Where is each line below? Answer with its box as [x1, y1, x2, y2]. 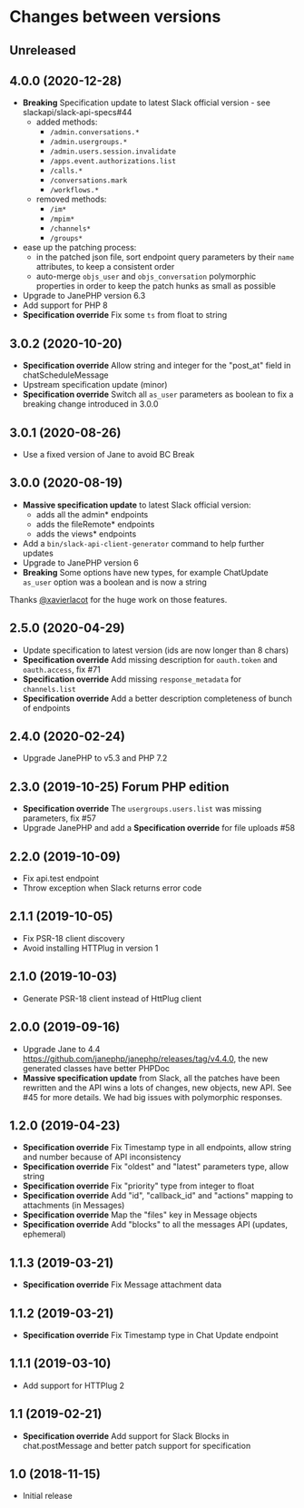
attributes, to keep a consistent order [35, 261, 175, 272]
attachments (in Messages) [22, 1200, 125, 1211]
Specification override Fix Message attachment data [22, 1279, 222, 1290]
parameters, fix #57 [22, 813, 97, 823]
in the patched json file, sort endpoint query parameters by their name [35, 251, 295, 262]
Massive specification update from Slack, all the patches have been [22, 1072, 280, 1083]
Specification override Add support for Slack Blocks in [22, 1430, 230, 1441]
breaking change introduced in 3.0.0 [22, 399, 159, 409]
